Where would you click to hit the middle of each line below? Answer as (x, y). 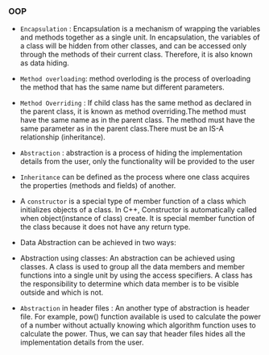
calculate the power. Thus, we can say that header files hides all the (132, 334)
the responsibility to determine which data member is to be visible (129, 284)
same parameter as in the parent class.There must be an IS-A (122, 129)
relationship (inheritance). (63, 137)
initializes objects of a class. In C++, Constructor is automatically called (139, 210)
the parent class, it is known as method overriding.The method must (133, 111)
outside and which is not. (62, 293)
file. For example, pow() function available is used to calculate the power (141, 317)
